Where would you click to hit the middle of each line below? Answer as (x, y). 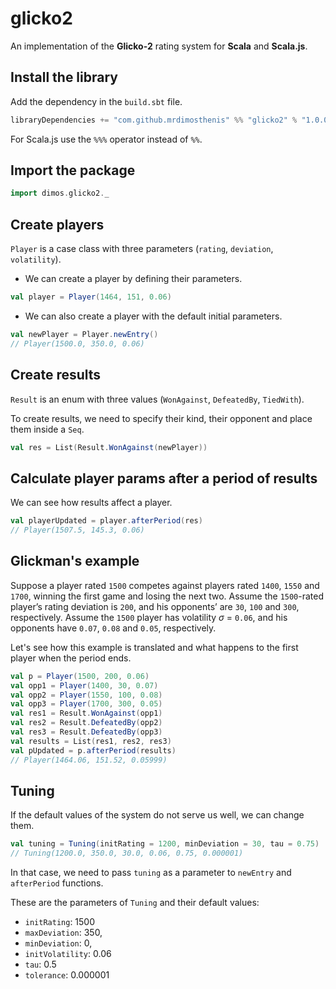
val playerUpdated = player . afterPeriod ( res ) (106, 521)
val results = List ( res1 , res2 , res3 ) (91, 741)
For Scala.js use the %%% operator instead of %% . (106, 139)
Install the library (64, 77)
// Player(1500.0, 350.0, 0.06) (77, 343)
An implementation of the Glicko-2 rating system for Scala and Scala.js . (159, 46)
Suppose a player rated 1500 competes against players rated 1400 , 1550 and (165, 585)
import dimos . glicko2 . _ (60, 193)
